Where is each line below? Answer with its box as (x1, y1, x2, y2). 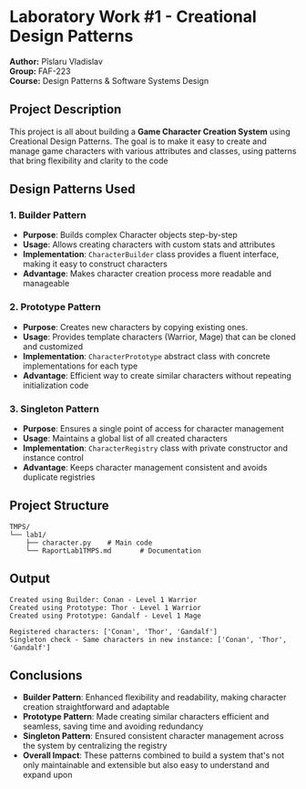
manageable (22, 278, 70, 289)
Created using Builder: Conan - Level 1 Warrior (9, 595, 198, 604)
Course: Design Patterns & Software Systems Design (9, 75, 209, 86)
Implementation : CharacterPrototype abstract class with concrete (22, 350, 270, 361)
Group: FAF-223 (9, 66, 71, 77)
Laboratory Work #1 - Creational (9, 6, 257, 27)
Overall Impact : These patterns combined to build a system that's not (22, 750, 285, 761)
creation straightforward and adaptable (22, 701, 170, 712)
